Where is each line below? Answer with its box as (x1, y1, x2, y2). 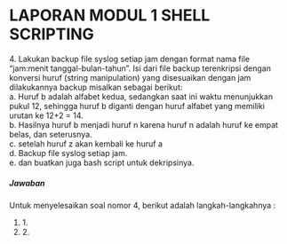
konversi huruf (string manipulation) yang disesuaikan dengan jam (9, 72, 251, 83)
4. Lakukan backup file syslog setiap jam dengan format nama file (9, 53, 251, 64)
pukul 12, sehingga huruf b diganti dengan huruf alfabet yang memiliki (9, 100, 265, 111)
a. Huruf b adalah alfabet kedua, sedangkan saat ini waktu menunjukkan (9, 91, 274, 102)
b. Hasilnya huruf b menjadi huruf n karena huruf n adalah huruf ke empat (9, 119, 278, 130)
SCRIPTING (9, 24, 95, 44)
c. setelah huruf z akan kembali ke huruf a (9, 138, 163, 149)
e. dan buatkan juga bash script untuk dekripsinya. (9, 157, 195, 168)
